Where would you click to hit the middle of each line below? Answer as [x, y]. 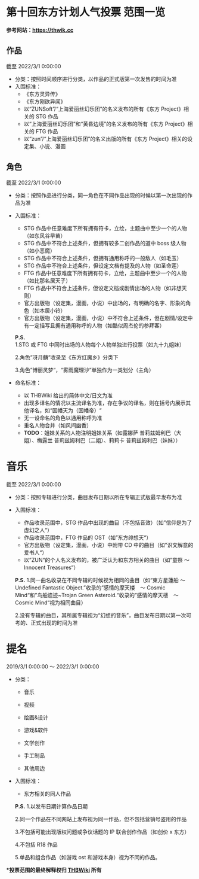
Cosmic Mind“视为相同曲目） [50, 603]
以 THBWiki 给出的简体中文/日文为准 [68, 395]
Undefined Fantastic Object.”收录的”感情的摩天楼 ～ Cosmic [90, 588]
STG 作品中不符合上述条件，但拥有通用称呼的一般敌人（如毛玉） [103, 258]
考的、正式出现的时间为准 [46, 622]
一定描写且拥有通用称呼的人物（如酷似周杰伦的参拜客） [97, 325]
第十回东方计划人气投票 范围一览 [86, 12]
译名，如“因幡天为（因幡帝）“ [65, 410]
